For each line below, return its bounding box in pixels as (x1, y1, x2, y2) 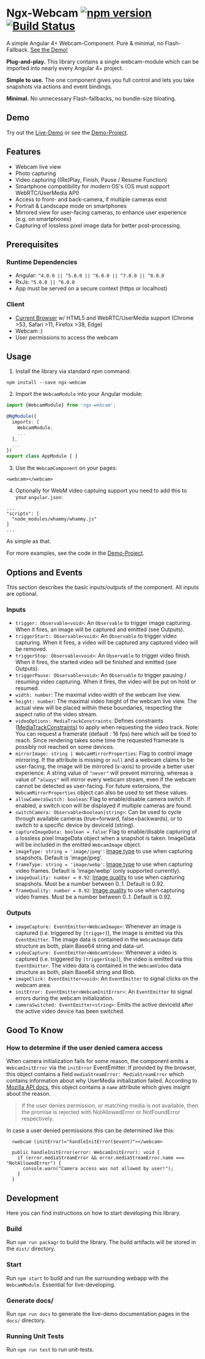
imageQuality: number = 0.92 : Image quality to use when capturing (15, 873, 185, 881)
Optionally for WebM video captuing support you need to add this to (15, 487, 187, 494)
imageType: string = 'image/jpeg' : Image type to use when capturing (15, 848, 193, 855)
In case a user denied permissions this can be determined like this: (6, 1127, 175, 1134)
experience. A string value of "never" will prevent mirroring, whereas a (15, 769, 193, 776)
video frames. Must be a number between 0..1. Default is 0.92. (15, 893, 173, 900)
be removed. (15, 645, 48, 653)
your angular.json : (15, 494, 63, 501)
